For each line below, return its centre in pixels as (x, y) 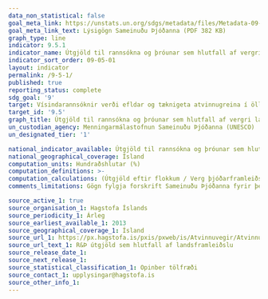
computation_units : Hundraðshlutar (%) (75, 164)
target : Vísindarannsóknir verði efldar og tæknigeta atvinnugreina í (128, 105)
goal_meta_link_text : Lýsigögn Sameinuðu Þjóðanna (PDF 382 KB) (117, 30)
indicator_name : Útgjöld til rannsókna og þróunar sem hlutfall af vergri (135, 53)
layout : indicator (39, 68)
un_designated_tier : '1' (49, 134)
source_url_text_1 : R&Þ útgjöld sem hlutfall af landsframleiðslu (121, 245)
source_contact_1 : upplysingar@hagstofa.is (82, 275)
